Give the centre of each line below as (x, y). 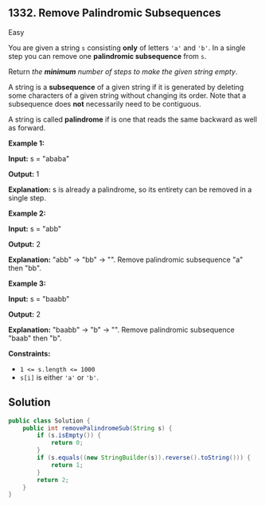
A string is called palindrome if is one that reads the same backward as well (132, 119)
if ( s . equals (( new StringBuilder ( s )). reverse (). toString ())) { (144, 457)
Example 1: (27, 143)
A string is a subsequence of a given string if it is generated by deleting (126, 87)
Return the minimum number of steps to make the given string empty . (123, 72)
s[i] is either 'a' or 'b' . (59, 377)
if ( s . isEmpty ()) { (69, 436)
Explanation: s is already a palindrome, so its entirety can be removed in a (130, 189)
